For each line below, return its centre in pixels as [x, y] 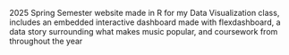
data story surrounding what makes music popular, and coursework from [144, 31]
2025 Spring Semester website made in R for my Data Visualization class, [144, 13]
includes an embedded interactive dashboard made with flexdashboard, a [145, 22]
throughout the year [46, 41]
